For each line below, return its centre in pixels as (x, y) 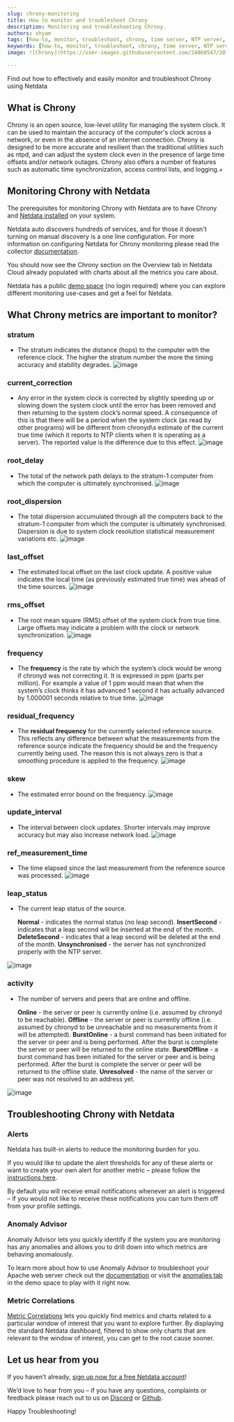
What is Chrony (42, 108)
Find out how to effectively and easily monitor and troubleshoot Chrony (109, 78)
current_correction (40, 383)
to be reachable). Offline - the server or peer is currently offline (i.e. (115, 1019)
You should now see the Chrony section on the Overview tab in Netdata (110, 264)
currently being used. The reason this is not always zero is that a (110, 754)
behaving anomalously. (40, 1254)
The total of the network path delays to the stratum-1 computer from (115, 476)
